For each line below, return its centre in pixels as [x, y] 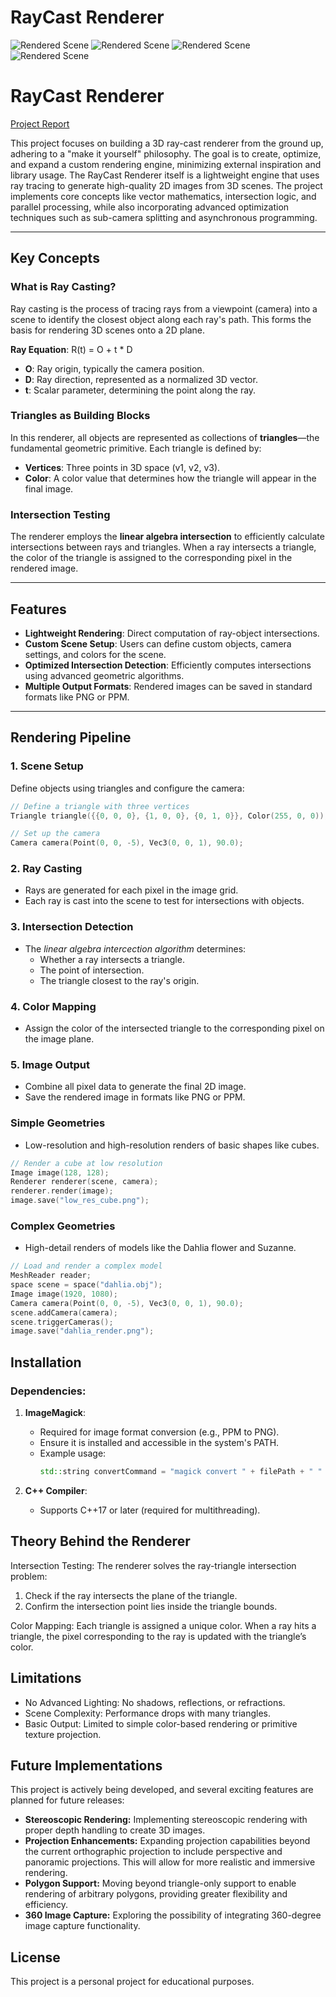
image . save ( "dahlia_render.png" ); [82, 1331]
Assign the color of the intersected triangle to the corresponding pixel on [174, 1028]
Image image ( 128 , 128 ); [60, 1172]
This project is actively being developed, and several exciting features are [162, 1790]
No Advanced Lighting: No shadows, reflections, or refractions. [155, 1702]
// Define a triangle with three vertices [100, 806]
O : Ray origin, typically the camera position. [114, 368]
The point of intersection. [92, 970]
